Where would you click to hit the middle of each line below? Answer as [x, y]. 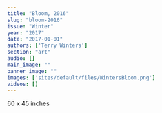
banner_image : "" [32, 71]
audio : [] [21, 59]
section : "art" [29, 52]
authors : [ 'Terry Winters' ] [48, 45]
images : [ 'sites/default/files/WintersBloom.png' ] [81, 78]
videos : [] [23, 84]
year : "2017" [26, 33]
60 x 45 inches [28, 103]
